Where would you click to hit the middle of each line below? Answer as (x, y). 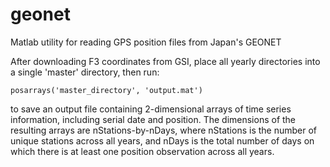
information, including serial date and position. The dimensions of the (153, 119)
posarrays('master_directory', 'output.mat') (106, 90)
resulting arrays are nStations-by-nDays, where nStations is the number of (164, 130)
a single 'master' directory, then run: (85, 72)
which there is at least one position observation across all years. (142, 151)
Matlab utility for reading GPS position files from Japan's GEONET (146, 42)
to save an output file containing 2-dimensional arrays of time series (151, 109)
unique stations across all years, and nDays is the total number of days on (162, 140)
